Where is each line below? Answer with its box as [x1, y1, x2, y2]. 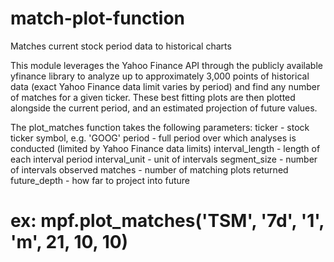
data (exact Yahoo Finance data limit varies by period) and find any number [10, 80, 321, 92]
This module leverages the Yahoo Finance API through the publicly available [10, 59, 323, 71]
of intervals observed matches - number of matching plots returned [10, 163, 289, 176]
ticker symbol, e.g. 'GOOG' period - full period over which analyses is [10, 132, 297, 144]
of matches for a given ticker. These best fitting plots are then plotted [10, 91, 296, 103]
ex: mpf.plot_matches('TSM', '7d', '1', [10, 210, 325, 232]
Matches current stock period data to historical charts [10, 40, 232, 52]
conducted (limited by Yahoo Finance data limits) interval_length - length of [10, 142, 321, 154]
